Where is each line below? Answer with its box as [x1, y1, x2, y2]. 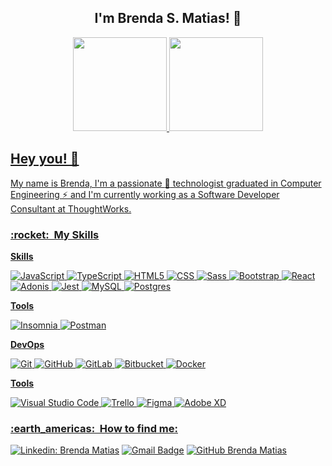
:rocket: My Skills [10, 227, 100, 241]
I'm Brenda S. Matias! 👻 [94, 10, 242, 27]
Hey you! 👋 [10, 151, 80, 168]
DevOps [10, 338, 45, 350]
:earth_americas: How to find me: [10, 421, 178, 435]
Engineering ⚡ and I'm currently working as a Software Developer [10, 188, 280, 200]
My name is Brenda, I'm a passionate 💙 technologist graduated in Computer [10, 177, 322, 189]
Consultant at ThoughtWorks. [10, 202, 132, 215]
